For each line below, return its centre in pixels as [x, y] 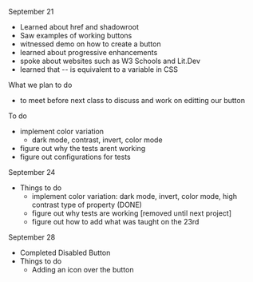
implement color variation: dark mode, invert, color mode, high [134, 196]
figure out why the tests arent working [83, 148]
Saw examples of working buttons [76, 36]
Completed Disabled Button [65, 252]
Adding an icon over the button [83, 270]
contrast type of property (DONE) [87, 205]
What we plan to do [40, 85]
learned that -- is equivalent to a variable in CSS [99, 70]
